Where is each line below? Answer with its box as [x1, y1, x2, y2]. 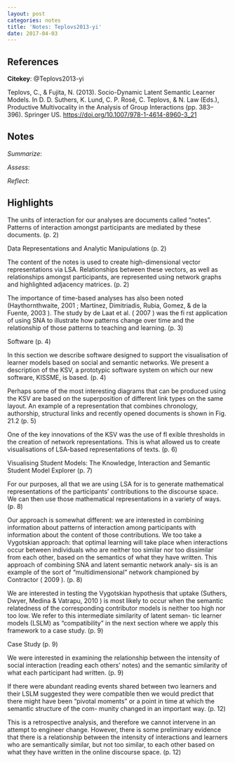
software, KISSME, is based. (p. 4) [7, 373, 107, 381]
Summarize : [7, 149, 42, 158]
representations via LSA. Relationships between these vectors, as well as [7, 265, 219, 274]
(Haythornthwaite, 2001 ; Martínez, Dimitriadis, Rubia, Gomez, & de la [7, 301, 207, 310]
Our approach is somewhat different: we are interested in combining [7, 515, 205, 524]
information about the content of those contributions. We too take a [7, 531, 202, 539]
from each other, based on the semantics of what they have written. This [7, 552, 217, 562]
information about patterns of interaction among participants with [7, 523, 196, 531]
